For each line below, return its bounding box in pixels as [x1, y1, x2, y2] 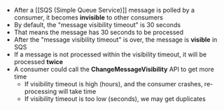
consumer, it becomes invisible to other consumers [13, 13, 163, 22]
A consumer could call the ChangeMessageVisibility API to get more [13, 65, 215, 73]
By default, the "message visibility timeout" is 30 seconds [13, 21, 181, 29]
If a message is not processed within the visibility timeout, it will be [13, 50, 207, 58]
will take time [58, 87, 97, 95]
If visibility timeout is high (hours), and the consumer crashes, [24, 80, 203, 88]
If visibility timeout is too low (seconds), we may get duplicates [24, 95, 206, 103]
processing [24, 87, 57, 95]
